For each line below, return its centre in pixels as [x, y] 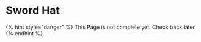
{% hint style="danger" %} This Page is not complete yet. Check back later [100, 27]
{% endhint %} [24, 33]
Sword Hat [33, 10]
